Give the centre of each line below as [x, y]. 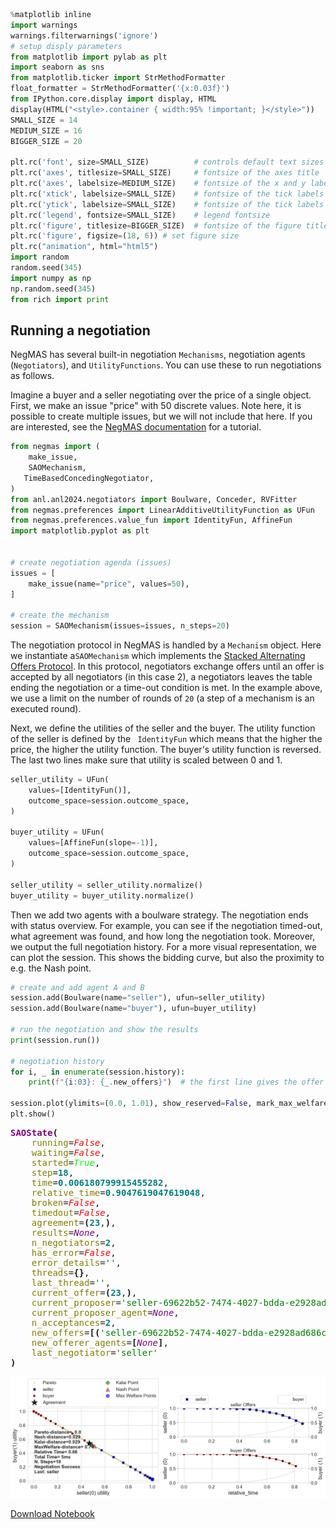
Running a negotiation [80, 330]
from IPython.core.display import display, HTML [113, 99]
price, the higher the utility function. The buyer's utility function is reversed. [166, 750]
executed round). [46, 709]
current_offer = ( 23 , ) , [84, 1292]
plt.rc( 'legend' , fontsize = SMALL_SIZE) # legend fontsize [140, 215]
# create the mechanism [60, 615]
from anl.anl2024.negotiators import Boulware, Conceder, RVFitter [154, 499]
